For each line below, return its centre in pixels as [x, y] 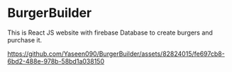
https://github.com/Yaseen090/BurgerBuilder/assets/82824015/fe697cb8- [116, 54]
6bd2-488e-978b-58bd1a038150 [56, 61]
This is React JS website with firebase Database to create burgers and [110, 32]
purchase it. [25, 40]
